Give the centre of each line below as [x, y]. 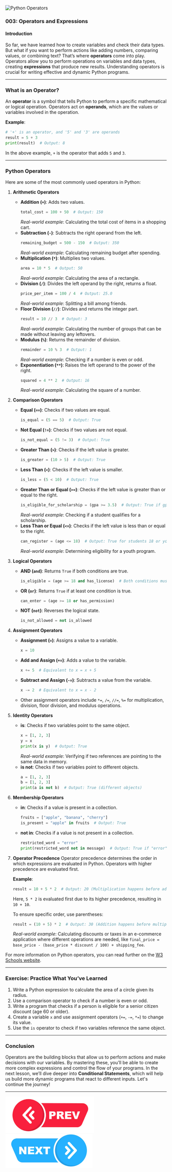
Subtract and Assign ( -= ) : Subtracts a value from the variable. [86, 680]
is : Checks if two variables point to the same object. [75, 725]
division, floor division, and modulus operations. [71, 705]
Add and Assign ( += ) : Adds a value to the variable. [73, 660]
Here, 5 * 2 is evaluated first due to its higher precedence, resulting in [87, 899]
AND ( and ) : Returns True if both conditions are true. [74, 571]
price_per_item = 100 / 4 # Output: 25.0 [66, 293]
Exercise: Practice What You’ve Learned [56, 978]
